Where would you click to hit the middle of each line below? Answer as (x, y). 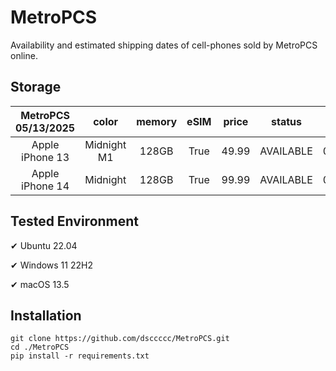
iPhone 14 (45, 186)
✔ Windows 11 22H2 (51, 265)
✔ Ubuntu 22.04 (44, 245)
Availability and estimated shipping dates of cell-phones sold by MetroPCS (164, 45)
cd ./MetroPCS (40, 347)
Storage (36, 87)
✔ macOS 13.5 (40, 284)
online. (24, 55)
